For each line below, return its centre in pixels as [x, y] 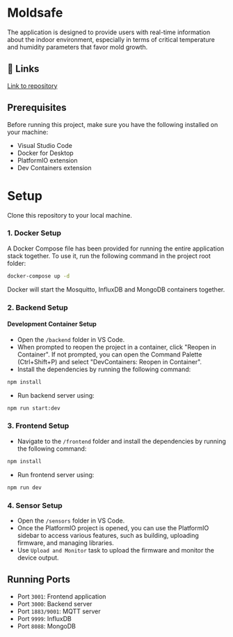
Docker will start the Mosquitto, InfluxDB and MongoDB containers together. [116, 289]
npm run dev [24, 487]
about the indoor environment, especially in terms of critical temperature [111, 39]
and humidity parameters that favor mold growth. [78, 47]
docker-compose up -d [39, 276]
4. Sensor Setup [35, 505]
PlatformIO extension [47, 160]
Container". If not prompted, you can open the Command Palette [110, 354]
